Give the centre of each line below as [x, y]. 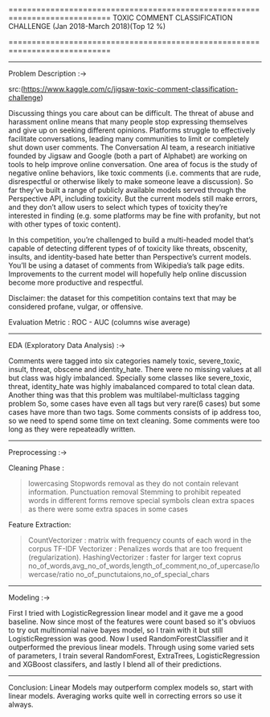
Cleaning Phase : [36, 468]
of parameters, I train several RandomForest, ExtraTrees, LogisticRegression [134, 656]
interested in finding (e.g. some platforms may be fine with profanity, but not [135, 215]
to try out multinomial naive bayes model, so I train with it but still [116, 630]
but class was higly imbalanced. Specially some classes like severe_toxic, [130, 378]
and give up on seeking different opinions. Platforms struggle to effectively [132, 130]
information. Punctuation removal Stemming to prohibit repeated [134, 492]
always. [21, 705]
